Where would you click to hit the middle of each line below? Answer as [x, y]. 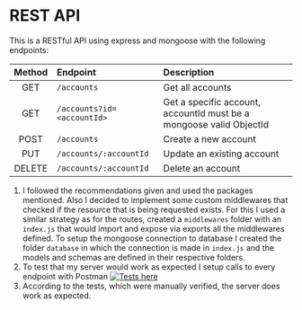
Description [189, 72]
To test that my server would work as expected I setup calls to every [149, 267]
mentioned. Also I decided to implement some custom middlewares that [155, 199]
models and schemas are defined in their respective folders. [133, 257]
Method [31, 72]
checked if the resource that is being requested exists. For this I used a [154, 209]
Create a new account [209, 138]
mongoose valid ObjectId [216, 124]
